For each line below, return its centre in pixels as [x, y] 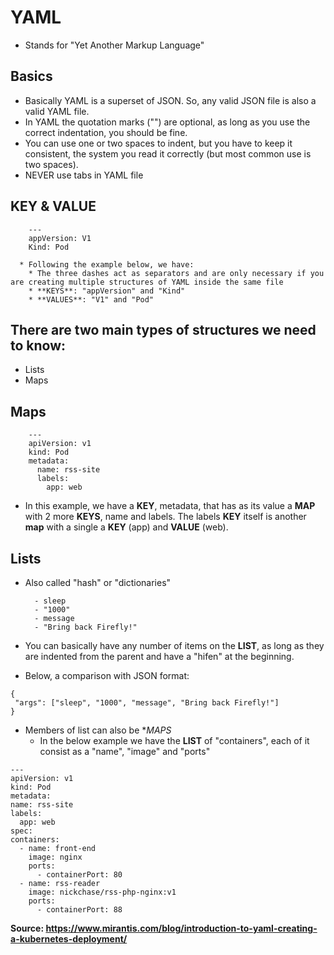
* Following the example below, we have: [107, 264]
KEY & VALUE [53, 206]
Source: [27, 928]
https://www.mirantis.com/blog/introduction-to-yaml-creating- [181, 928]
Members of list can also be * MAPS [98, 730]
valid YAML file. [57, 111]
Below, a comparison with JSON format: [107, 675]
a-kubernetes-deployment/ [69, 939]
